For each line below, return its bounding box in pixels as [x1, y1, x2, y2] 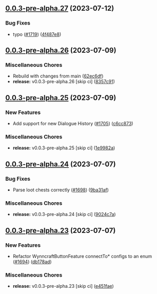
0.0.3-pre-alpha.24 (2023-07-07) [5, 160, 116, 168]
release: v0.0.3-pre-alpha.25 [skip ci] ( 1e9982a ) [12, 145, 115, 151]
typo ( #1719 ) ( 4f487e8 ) [12, 31, 62, 37]
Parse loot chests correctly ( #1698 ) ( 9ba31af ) [12, 187, 109, 193]
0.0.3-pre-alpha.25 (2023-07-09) [5, 93, 116, 102]
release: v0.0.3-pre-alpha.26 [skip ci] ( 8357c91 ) [12, 79, 115, 85]
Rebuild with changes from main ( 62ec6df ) [12, 73, 104, 79]
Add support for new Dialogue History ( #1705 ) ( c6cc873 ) [12, 121, 133, 127]
